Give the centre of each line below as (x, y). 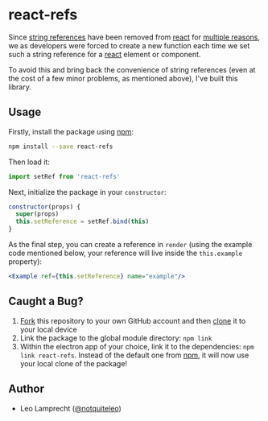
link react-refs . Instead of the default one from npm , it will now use (134, 355)
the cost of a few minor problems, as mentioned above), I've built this (123, 78)
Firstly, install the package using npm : (71, 131)
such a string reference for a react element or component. (105, 54)
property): (25, 262)
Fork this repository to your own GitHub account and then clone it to (133, 320)
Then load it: (29, 162)
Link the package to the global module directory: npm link (116, 338)
